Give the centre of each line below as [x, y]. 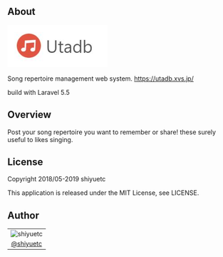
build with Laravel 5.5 [38, 92]
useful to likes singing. [40, 139]
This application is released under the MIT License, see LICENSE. [103, 193]
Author [23, 215]
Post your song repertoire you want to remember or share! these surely [111, 132]
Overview [30, 115]
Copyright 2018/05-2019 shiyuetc [57, 179]
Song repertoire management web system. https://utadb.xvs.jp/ [100, 79]
